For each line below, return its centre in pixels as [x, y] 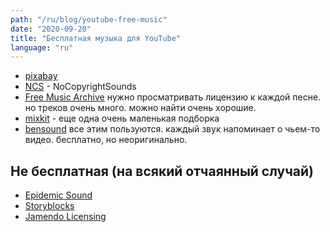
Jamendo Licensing [65, 217]
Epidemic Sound [58, 195]
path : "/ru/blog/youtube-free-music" [89, 19]
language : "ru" [42, 47]
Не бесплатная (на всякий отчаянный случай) [162, 171]
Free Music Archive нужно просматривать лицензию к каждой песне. [173, 97]
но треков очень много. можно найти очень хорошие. [140, 108]
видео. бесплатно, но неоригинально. [106, 140]
